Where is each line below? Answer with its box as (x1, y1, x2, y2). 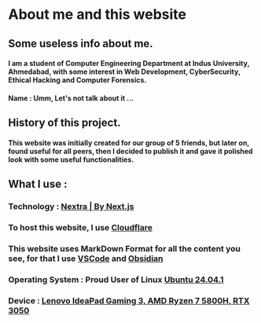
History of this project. (8, 116, 121, 130)
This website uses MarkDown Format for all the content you (8, 243, 241, 254)
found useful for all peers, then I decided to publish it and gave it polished (8, 146, 253, 156)
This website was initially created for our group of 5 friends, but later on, (8, 138, 250, 147)
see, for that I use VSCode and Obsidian (8, 253, 164, 264)
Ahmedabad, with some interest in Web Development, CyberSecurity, (8, 67, 241, 76)
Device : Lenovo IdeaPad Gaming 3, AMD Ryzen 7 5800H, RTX (8, 295, 250, 306)
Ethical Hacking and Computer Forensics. (8, 75, 147, 85)
